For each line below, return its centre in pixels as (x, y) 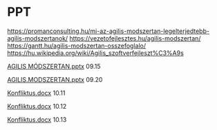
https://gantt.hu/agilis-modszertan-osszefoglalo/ (77, 45)
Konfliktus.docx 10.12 (37, 106)
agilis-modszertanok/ (38, 38)
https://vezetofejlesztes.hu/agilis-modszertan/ (135, 38)
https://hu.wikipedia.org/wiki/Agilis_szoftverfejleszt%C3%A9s (96, 53)
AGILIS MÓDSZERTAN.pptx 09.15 (54, 66)
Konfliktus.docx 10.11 (36, 93)
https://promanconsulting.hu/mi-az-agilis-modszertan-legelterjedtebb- (108, 31)
